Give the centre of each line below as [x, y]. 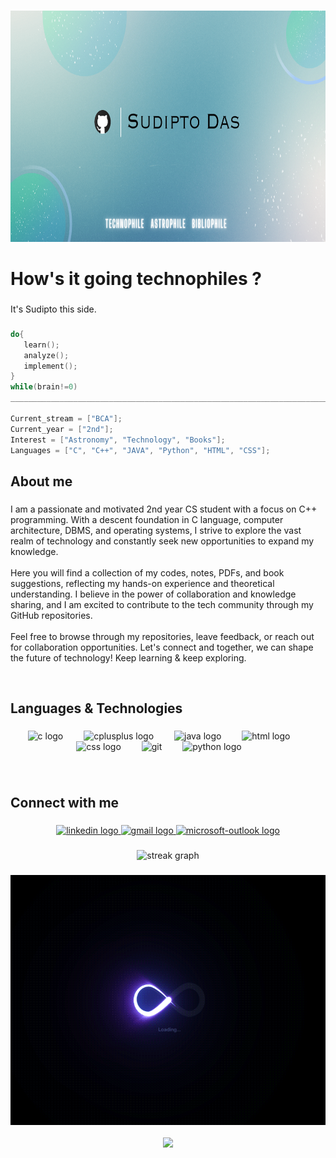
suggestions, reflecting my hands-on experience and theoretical [142, 583]
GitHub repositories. [51, 615]
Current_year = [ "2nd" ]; [62, 429]
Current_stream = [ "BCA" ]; [66, 418]
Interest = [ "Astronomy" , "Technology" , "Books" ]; [118, 440]
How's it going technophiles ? [136, 279]
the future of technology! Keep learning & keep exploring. [128, 657]
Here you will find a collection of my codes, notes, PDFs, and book [147, 572]
